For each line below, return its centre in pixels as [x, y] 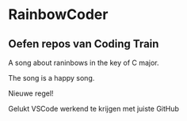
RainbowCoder [58, 15]
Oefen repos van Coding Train [84, 44]
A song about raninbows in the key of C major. [84, 62]
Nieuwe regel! [31, 93]
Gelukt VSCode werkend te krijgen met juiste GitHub [94, 109]
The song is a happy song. [52, 78]
